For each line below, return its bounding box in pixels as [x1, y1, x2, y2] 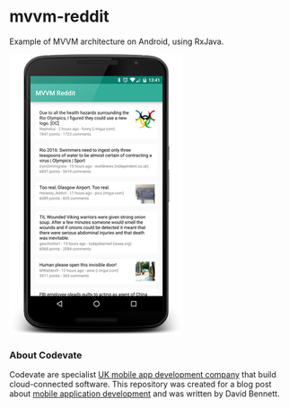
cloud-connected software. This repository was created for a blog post [9, 379, 272, 390]
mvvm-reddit [9, 6, 109, 27]
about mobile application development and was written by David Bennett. [9, 388, 280, 399]
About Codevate [9, 349, 83, 361]
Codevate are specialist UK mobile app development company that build [9, 369, 276, 380]
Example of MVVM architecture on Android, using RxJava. [9, 36, 224, 47]
